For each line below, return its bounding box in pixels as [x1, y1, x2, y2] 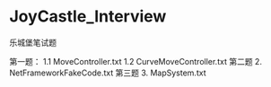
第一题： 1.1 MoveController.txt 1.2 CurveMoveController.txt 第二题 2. [9, 56, 263, 66]
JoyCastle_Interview [9, 6, 167, 27]
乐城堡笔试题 [9, 37, 57, 48]
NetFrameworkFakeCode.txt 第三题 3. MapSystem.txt [9, 67, 206, 78]
